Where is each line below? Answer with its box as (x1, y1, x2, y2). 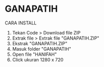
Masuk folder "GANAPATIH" (12, 46, 71, 52)
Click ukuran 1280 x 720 (12, 56, 64, 62)
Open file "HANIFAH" (12, 51, 57, 57)
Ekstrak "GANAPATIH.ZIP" (12, 40, 68, 46)
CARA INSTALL (5, 20, 37, 26)
